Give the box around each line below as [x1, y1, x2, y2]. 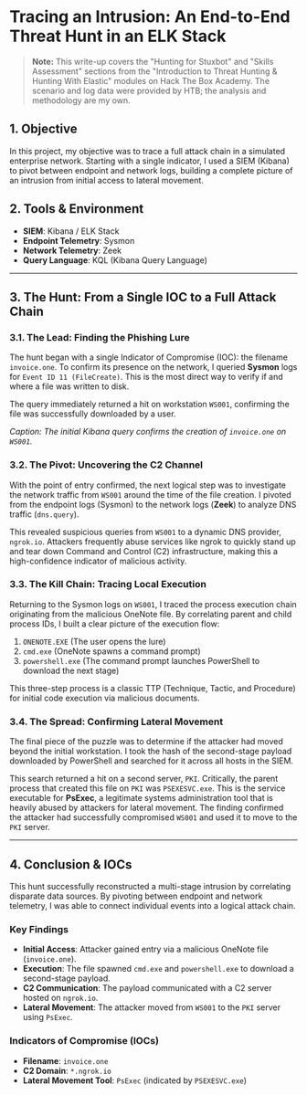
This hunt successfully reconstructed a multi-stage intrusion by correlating [9, 880, 291, 891]
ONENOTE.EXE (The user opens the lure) [22, 636, 166, 647]
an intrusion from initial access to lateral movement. [9, 174, 204, 185]
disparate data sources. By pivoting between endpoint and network [9, 890, 263, 901]
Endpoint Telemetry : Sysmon [22, 235, 135, 246]
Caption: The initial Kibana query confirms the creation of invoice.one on [9, 426, 287, 437]
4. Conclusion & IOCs [9, 857, 132, 872]
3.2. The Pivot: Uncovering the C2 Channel [9, 458, 204, 471]
